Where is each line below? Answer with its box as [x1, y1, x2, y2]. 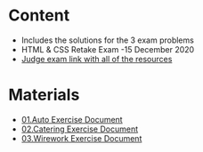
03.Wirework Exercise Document [20, 132, 142, 143]
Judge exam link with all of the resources [20, 53, 173, 64]
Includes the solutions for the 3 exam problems [20, 35, 195, 45]
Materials [8, 85, 80, 105]
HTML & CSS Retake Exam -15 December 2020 [20, 44, 195, 54]
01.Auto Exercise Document [20, 114, 123, 124]
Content [8, 5, 70, 26]
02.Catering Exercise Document [20, 124, 139, 134]
